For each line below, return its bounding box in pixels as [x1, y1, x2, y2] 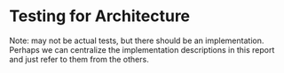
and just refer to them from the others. [9, 54, 149, 64]
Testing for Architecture [9, 6, 191, 26]
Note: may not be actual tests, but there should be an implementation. [9, 35, 264, 46]
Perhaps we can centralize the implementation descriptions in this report [9, 44, 275, 55]
